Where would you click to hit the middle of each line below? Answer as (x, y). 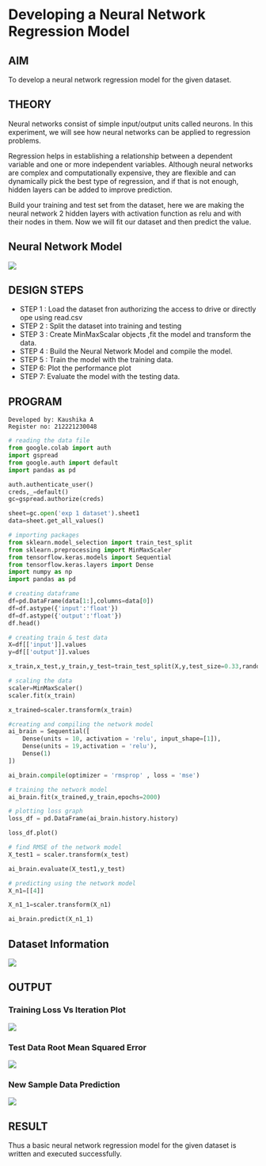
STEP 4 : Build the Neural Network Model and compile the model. (126, 351)
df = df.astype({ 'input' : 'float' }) (63, 608)
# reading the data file (49, 441)
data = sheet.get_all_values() (56, 521)
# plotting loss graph (46, 811)
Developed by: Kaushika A (51, 420)
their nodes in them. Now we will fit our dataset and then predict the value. (130, 222)
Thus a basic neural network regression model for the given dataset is (122, 1145)
